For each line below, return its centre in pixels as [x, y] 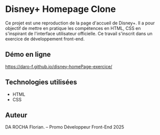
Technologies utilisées [41, 82]
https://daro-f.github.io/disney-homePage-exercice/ [59, 66]
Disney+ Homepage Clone [60, 9]
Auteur [16, 115]
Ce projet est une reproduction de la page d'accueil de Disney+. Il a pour [80, 23]
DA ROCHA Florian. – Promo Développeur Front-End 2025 [65, 127]
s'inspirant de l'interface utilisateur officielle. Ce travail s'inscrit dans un [79, 33]
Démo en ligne [28, 55]
